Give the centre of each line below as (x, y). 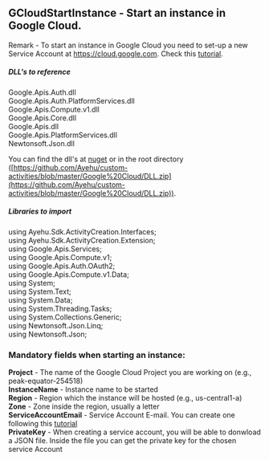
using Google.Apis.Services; (55, 249)
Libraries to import (40, 211)
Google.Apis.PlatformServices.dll (63, 135)
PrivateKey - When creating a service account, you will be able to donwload (134, 432)
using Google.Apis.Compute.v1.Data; (69, 274)
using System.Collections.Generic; (65, 317)
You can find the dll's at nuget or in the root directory (96, 159)
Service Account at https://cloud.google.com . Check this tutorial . (116, 53)
